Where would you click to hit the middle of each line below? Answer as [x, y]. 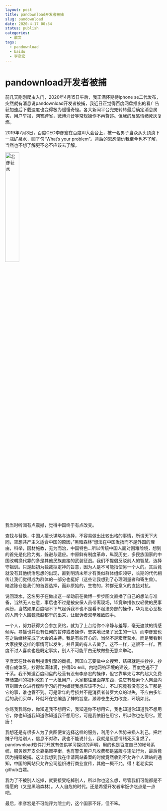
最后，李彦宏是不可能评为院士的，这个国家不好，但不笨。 [64, 804]
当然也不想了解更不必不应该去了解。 [42, 145]
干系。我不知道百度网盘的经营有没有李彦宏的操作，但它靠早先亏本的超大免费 [83, 674]
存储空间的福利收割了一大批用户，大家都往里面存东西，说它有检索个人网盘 [81, 680]
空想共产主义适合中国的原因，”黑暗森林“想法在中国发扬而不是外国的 [82, 542]
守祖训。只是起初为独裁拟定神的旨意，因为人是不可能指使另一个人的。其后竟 [83, 567]
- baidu [18, 51]
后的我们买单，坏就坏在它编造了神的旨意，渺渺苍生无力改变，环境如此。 [79, 699]
